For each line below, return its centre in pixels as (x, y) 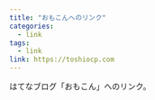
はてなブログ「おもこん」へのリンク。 (80, 86)
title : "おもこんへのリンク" (58, 18)
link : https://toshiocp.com (62, 59)
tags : (19, 43)
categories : (32, 26)
